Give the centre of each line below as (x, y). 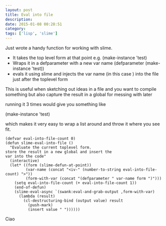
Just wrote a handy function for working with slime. (59, 48)
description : (19, 19)
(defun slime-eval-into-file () (39, 143)
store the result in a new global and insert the (59, 152)
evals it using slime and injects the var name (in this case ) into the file (86, 74)
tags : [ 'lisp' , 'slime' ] (31, 33)
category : (16, 29)
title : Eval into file (29, 15)
